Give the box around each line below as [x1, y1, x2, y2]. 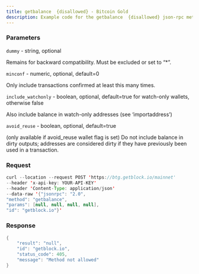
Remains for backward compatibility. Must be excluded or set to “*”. [6, 59, 172, 66]
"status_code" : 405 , [17, 252, 68, 257]
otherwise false [6, 99, 44, 107]
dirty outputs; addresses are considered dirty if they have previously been [6, 140, 187, 147]
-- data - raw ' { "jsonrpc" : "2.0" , [6, 191, 86, 197]
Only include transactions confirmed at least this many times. [6, 81, 156, 89]
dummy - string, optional [6, 47, 62, 54]
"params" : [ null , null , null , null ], [6, 202, 99, 208]
